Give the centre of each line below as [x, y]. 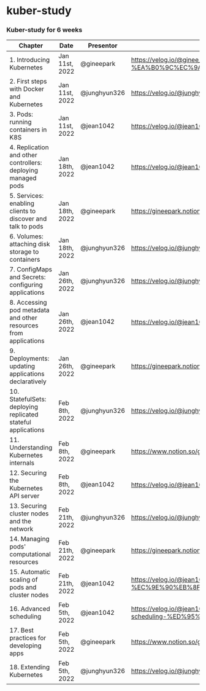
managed [23, 178]
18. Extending [30, 667]
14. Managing [30, 539]
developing [25, 646]
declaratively [28, 381]
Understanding [31, 448]
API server [25, 496]
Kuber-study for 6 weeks [44, 30]
